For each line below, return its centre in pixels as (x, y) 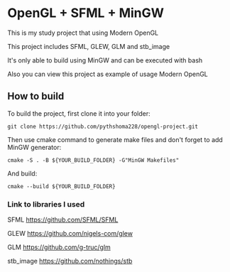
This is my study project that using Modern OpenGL (83, 33)
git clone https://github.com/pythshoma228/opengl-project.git (103, 126)
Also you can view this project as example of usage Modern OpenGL (108, 74)
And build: (22, 173)
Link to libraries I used (46, 204)
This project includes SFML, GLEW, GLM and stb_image (89, 46)
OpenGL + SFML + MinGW (86, 13)
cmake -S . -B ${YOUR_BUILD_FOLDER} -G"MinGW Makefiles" (93, 160)
